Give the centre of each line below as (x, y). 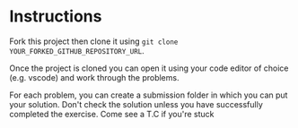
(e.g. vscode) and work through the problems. (94, 77)
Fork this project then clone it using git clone (94, 41)
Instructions (56, 17)
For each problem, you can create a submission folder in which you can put (149, 95)
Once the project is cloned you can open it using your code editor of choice (149, 68)
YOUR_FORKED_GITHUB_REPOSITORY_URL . (77, 50)
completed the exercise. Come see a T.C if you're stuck (112, 114)
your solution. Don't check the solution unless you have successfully (136, 104)
